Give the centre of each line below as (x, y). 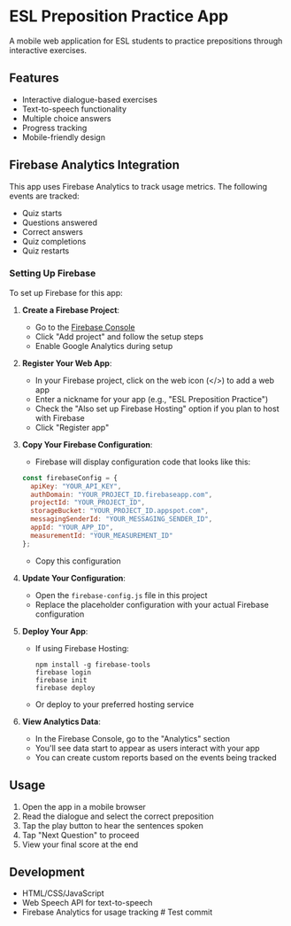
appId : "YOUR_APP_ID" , (72, 528)
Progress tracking (54, 128)
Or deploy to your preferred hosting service (115, 704)
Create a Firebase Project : (71, 310)
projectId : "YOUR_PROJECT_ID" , (88, 502)
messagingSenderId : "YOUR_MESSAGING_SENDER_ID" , (122, 519)
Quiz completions (54, 241)
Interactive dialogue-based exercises (89, 99)
